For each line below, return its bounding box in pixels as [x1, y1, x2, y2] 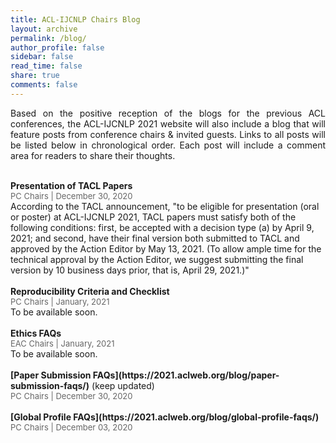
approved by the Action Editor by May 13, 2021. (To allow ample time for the [10, 242, 322, 255]
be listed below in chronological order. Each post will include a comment [10, 139, 326, 151]
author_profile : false [10, 42, 105, 53]
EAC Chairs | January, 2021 [10, 337, 115, 349]
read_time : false [10, 61, 83, 71]
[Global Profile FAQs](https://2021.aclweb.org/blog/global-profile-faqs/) [10, 411, 320, 423]
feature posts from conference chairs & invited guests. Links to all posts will [10, 128, 326, 140]
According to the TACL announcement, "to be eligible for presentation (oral [10, 200, 320, 212]
